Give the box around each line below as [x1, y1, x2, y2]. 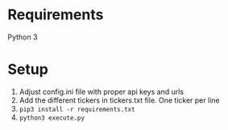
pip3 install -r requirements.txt [19, 105, 135, 113]
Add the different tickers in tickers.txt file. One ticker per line [19, 95, 220, 105]
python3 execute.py [19, 114, 85, 122]
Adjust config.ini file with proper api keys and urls [19, 87, 184, 96]
